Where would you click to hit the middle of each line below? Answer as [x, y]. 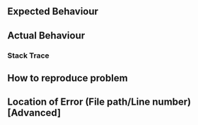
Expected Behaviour [53, 12]
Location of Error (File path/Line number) [99, 102]
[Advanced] [34, 113]
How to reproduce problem [68, 78]
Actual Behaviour [46, 35]
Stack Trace [28, 55]
